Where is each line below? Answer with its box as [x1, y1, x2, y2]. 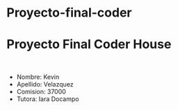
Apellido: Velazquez [16, 80, 74, 89]
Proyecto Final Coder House [6, 37, 172, 53]
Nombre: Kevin [16, 73, 60, 81]
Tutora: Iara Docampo [16, 95, 79, 103]
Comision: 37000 [16, 88, 67, 96]
